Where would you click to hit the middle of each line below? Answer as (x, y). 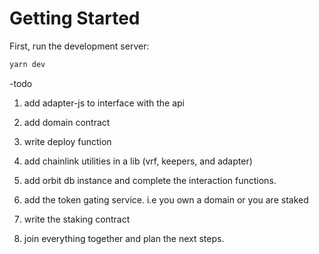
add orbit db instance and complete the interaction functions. (150, 180)
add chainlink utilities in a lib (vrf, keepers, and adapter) (138, 161)
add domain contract (67, 122)
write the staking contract (77, 219)
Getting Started (75, 18)
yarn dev (27, 64)
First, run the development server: (79, 46)
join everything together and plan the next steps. (124, 238)
